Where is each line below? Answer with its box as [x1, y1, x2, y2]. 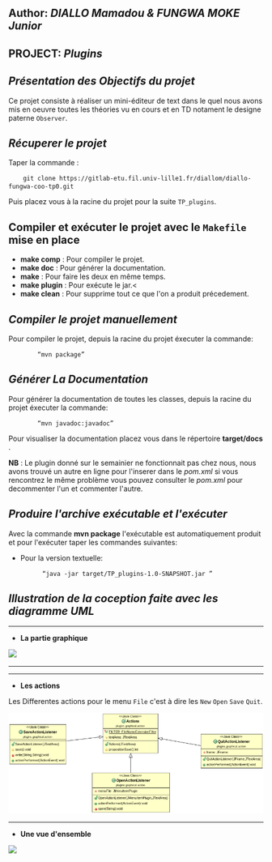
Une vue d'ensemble [19, 829, 91, 839]
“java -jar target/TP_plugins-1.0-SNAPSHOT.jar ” [41, 570, 213, 578]
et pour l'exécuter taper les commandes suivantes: [8, 537, 178, 547]
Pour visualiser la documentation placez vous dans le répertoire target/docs [8, 433, 263, 443]
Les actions [19, 681, 61, 691]
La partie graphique [19, 634, 88, 643]
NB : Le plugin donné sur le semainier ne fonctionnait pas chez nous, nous [8, 458, 257, 467]
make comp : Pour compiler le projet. [19, 254, 145, 264]
